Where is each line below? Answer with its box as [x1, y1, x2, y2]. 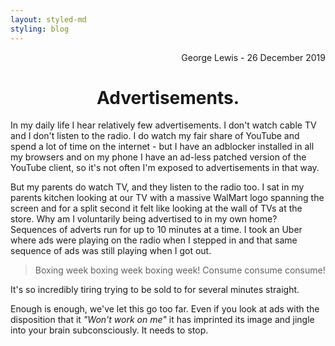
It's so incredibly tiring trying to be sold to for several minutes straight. [10, 284, 300, 296]
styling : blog [10, 24, 70, 34]
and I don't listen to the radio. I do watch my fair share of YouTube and [10, 130, 300, 142]
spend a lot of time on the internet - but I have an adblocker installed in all [10, 141, 315, 153]
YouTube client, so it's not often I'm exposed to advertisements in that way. [10, 162, 320, 174]
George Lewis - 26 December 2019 [181, 51, 326, 63]
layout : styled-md [10, 14, 87, 25]
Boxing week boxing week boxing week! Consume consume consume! [34, 264, 326, 276]
